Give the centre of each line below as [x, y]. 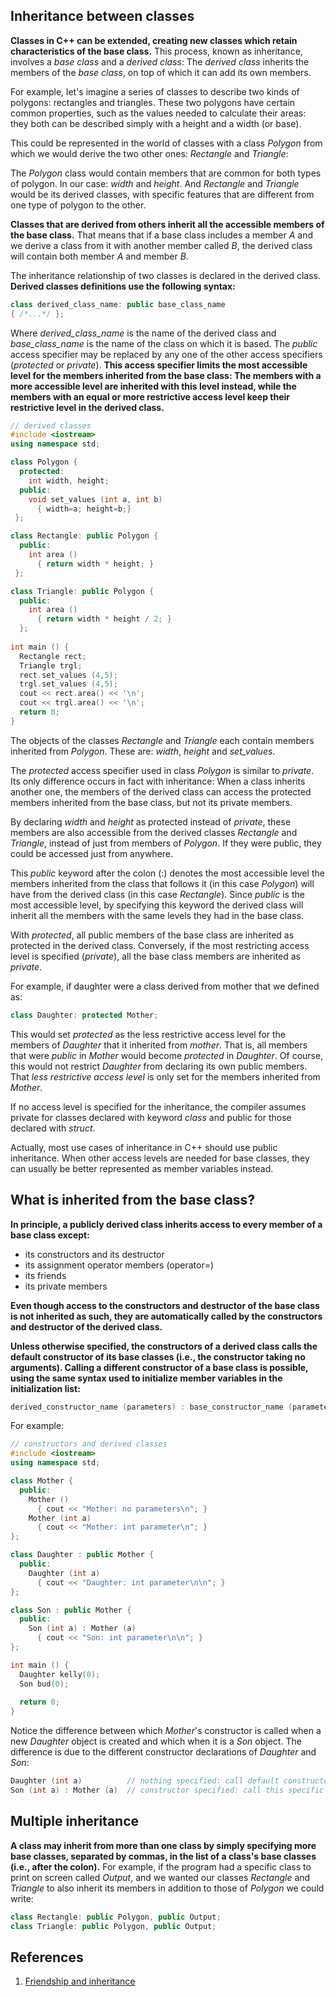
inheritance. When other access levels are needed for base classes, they [160, 1158]
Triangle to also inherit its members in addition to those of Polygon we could [167, 1888]
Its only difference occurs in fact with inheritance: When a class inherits [158, 781]
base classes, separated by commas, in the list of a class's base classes [163, 1856]
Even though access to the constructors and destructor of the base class [165, 1305]
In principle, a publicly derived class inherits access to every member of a [166, 1224]
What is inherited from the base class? [133, 1200]
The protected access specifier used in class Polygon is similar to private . [162, 770]
